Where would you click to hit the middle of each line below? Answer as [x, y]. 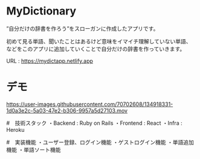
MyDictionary [41, 11]
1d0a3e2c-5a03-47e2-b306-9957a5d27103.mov [67, 110]
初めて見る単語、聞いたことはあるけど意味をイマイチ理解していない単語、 [99, 41]
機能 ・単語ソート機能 [34, 149]
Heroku [15, 129]
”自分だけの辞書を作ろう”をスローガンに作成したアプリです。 [82, 28]
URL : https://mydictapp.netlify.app [50, 61]
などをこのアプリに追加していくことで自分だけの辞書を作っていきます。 [96, 49]
